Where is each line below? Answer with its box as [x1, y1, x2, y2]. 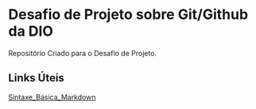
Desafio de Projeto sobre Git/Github [8, 6, 249, 24]
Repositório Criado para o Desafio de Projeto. [8, 48, 157, 58]
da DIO [8, 22, 54, 40]
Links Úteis [8, 71, 65, 85]
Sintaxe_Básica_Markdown [8, 92, 96, 102]
